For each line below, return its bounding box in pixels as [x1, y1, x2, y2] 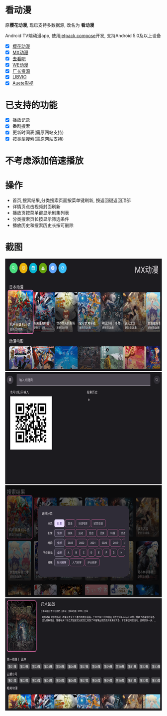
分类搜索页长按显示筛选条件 [12, 216, 70, 222]
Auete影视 [12, 80, 34, 86]
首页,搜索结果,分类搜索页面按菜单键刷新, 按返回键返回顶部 [12, 197, 131, 203]
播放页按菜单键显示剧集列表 [12, 210, 70, 216]
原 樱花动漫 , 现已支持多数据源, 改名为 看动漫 [5, 22, 94, 28]
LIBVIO [12, 74, 27, 80]
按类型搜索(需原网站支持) [12, 136, 64, 142]
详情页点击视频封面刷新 [12, 203, 61, 210]
